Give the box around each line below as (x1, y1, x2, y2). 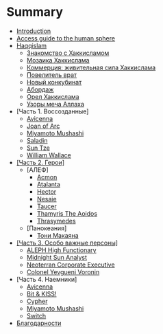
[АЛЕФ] (26, 166, 49, 174)
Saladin (26, 136, 48, 144)
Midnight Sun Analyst (26, 253, 87, 261)
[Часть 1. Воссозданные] (16, 107, 89, 115)
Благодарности (16, 319, 62, 327)
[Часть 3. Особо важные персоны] (16, 238, 118, 247)
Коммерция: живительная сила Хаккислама (26, 63, 156, 71)
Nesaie (36, 194, 57, 203)
